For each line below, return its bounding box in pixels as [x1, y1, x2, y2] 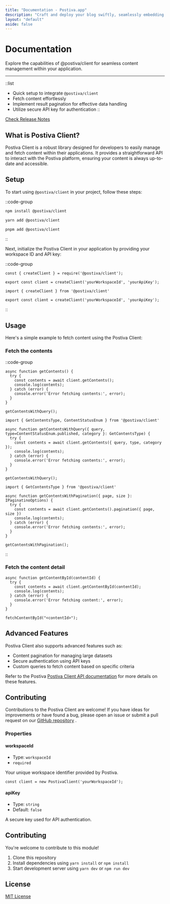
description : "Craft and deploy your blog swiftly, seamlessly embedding [5, 12, 164, 17]
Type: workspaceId [12, 754, 51, 760]
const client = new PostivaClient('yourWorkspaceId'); [5, 779, 123, 784]
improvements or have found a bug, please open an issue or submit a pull [5, 712, 158, 718]
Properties [5, 730, 32, 737]
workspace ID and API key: [5, 251, 62, 257]
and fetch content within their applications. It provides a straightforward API [5, 150, 163, 155]
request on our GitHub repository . [5, 718, 77, 724]
